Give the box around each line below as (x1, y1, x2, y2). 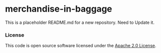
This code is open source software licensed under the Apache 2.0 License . (5, 43, 157, 49)
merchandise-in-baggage (5, 3, 113, 15)
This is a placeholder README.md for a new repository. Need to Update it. (5, 19, 155, 25)
